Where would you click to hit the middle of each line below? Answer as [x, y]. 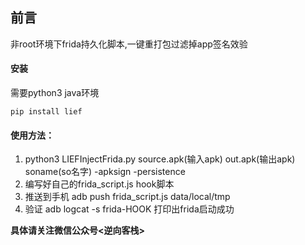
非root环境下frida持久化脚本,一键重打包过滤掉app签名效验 [129, 44]
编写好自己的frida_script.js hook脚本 [99, 184]
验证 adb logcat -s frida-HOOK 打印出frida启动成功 [129, 209]
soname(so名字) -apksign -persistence [105, 172]
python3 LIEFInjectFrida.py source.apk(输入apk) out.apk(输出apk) [160, 159]
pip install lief [46, 112]
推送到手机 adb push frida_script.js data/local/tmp [127, 197]
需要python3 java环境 [55, 93]
